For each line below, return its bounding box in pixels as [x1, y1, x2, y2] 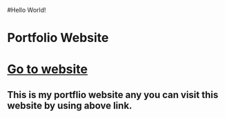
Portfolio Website [7, 30, 109, 46]
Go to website [7, 61, 88, 77]
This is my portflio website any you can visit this [7, 89, 219, 101]
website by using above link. [7, 99, 133, 111]
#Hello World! [7, 6, 46, 14]
